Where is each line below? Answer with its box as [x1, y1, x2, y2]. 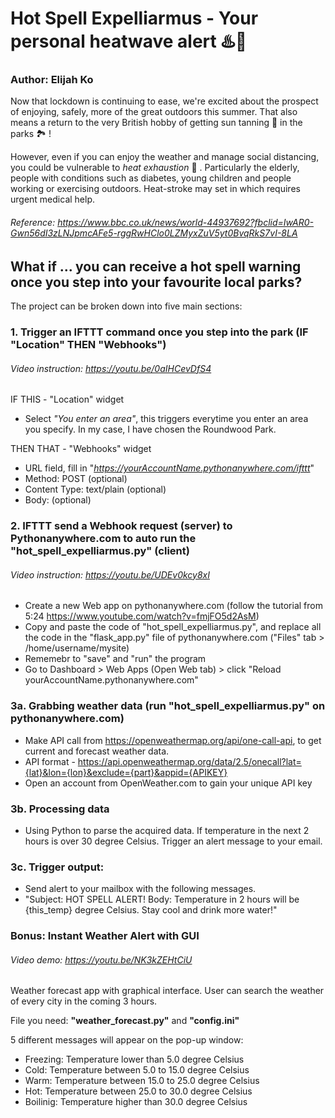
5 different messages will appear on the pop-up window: [10, 1034, 244, 1046]
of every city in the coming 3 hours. [10, 995, 158, 1007]
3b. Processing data [10, 802, 110, 816]
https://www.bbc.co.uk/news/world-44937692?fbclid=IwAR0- [57, 217, 315, 229]
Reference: [10, 217, 56, 229]
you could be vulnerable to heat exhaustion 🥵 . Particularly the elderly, [10, 162, 300, 174]
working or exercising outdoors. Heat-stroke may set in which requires [10, 183, 301, 195]
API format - [24, 755, 76, 767]
